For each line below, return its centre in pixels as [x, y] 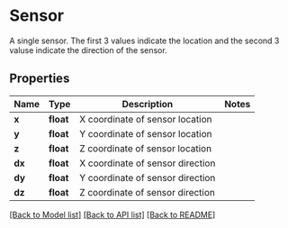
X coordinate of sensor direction [148, 163]
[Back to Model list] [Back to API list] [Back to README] [112, 214]
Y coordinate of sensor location [146, 133]
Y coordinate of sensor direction [148, 178]
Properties [40, 79]
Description [148, 104]
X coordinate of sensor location [146, 119]
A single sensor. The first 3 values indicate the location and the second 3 [144, 41]
